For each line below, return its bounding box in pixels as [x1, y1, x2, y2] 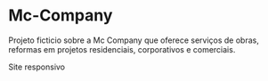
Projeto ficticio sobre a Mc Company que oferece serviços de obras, [8, 35, 259, 45]
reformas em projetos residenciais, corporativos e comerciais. [8, 44, 236, 54]
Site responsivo [8, 61, 66, 72]
